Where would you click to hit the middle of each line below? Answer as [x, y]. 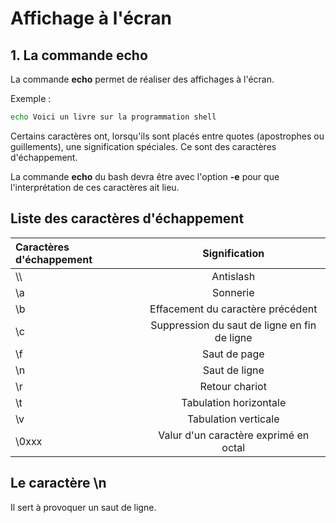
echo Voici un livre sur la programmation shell [113, 117]
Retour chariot [233, 386]
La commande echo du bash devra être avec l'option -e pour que [145, 176]
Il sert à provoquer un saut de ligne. [83, 507]
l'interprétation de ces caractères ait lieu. [95, 187]
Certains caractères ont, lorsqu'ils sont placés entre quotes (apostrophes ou [167, 136]
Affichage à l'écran [91, 18]
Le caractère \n [58, 483]
